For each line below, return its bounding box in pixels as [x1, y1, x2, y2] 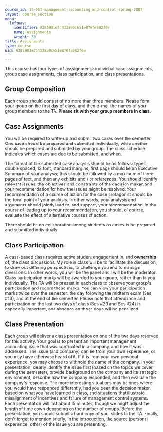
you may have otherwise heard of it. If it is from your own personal [5, 353, 139, 359]
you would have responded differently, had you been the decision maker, [5, 385, 151, 391]
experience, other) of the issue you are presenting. [5, 421, 107, 427]
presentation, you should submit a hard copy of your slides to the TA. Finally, [5, 411, 159, 416]
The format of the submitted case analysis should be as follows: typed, [5, 161, 147, 166]
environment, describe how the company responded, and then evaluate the [5, 374, 156, 380]
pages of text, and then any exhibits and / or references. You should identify [5, 176, 158, 182]
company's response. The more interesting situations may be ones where [5, 379, 152, 386]
